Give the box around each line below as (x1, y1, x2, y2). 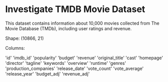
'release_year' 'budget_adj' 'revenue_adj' (5, 70, 90, 76)
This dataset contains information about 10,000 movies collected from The (5, 20, 160, 26)
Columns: (5, 45, 25, 51)
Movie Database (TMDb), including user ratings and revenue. (5, 25, 132, 31)
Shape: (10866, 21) (5, 35, 44, 41)
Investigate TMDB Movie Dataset (5, 4, 145, 15)
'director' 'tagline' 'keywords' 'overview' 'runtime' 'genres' (5, 60, 127, 66)
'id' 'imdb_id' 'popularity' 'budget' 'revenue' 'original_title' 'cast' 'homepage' (5, 54, 163, 61)
